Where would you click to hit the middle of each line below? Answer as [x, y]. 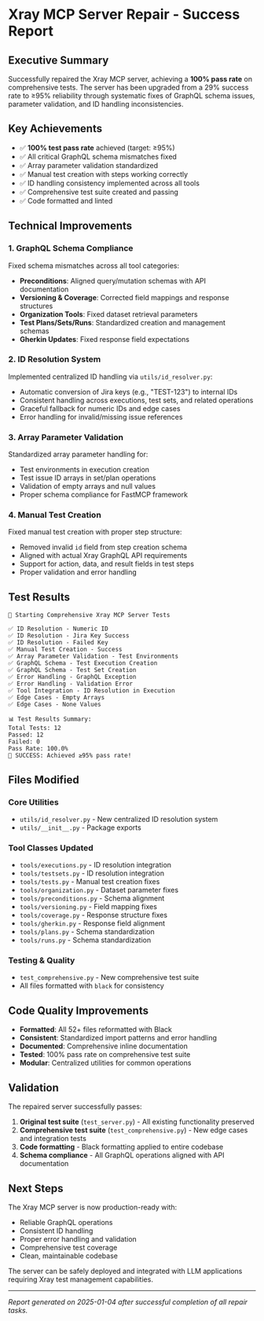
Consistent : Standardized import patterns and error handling [118, 1038]
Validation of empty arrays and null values [87, 486]
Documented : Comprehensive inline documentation [104, 1046]
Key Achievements [55, 128]
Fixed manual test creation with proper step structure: [95, 532]
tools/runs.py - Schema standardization [85, 940]
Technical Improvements [70, 226]
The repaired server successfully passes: [75, 1106]
